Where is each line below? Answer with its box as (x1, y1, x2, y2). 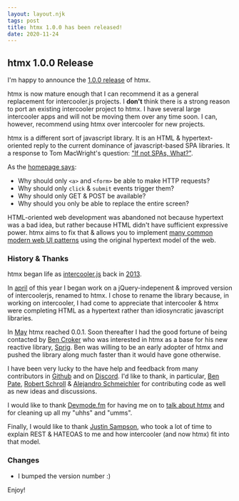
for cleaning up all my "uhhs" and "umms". (7, 408, 133, 417)
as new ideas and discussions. (7, 387, 98, 396)
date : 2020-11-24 (7, 30, 59, 38)
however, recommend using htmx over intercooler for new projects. (7, 120, 205, 128)
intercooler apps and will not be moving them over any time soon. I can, (7, 112, 218, 121)
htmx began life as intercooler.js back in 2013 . (7, 270, 142, 278)
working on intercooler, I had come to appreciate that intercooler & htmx (7, 299, 219, 308)
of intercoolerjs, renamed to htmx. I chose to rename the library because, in (7, 291, 230, 300)
